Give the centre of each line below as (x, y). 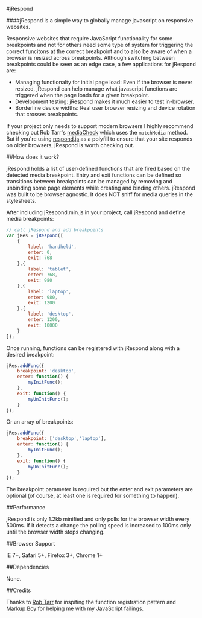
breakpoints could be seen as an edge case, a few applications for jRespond (101, 64)
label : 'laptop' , (49, 291)
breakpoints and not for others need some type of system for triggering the (100, 45)
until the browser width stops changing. (55, 532)
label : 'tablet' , (49, 269)
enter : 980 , (43, 297)
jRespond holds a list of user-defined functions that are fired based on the (98, 169)
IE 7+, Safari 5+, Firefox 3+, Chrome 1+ (55, 555)
